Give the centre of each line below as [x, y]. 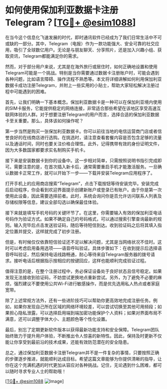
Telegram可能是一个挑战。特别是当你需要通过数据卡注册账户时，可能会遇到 [82, 73]
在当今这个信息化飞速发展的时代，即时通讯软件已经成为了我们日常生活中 [79, 37]
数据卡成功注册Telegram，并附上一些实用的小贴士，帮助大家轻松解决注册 [80, 85]
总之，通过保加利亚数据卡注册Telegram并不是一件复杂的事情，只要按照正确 [82, 352]
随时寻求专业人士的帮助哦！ [38, 371]
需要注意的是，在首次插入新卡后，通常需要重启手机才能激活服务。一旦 [85, 167]
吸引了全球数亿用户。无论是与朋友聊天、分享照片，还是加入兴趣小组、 [85, 50]
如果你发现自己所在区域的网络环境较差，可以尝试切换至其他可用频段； [85, 306]
